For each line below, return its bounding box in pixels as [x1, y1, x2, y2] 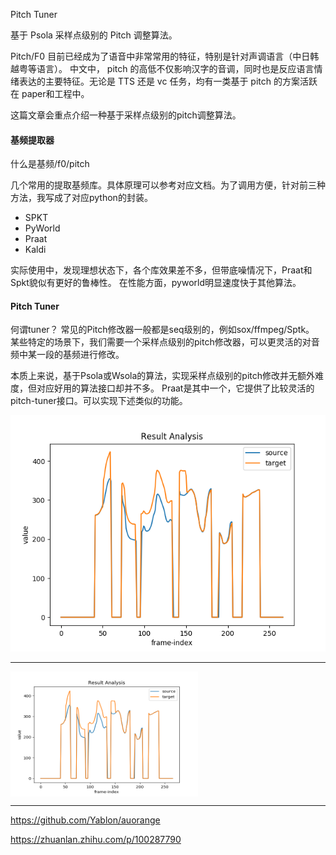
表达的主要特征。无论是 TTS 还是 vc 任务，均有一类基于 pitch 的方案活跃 [18, 75, 318, 87]
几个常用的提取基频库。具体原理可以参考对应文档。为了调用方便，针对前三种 [10, 179, 326, 191]
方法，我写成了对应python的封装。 [10, 192, 153, 204]
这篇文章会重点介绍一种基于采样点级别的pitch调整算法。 [10, 109, 242, 121]
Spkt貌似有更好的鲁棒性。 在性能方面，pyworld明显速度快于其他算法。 [10, 277, 302, 289]
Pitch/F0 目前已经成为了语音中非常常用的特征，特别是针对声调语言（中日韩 [10, 50, 320, 62]
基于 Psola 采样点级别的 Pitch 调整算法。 [10, 29, 178, 41]
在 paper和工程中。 [10, 88, 90, 99]
